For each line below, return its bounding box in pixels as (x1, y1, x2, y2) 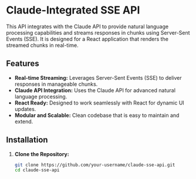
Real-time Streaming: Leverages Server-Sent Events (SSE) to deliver (14, 74, 182, 81)
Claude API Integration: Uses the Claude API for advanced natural (14, 86, 176, 94)
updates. (14, 105, 36, 112)
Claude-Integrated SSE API (6, 4, 140, 17)
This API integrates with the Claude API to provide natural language (6, 23, 169, 30)
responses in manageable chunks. (14, 80, 98, 87)
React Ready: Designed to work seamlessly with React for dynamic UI (14, 99, 185, 106)
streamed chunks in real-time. (6, 42, 79, 49)
